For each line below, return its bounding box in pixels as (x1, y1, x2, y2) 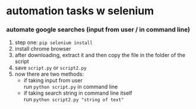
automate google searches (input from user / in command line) (6, 26, 190, 34)
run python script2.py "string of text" (23, 96, 124, 103)
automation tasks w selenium (6, 4, 154, 18)
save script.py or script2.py (14, 64, 87, 71)
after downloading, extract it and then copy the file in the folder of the (14, 52, 186, 59)
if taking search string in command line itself (23, 89, 132, 96)
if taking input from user (23, 77, 83, 84)
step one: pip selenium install (14, 39, 93, 46)
